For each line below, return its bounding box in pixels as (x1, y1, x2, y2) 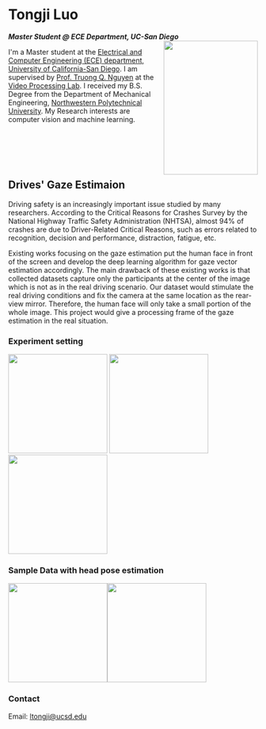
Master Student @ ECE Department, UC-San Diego (8, 32, 180, 41)
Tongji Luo (8, 6, 79, 24)
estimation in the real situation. (8, 316, 108, 325)
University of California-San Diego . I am (8, 63, 139, 73)
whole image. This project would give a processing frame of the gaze (8, 307, 234, 317)
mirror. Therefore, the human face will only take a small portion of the (25, 299, 252, 309)
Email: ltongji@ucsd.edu (8, 712, 87, 721)
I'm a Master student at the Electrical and (8, 47, 142, 56)
